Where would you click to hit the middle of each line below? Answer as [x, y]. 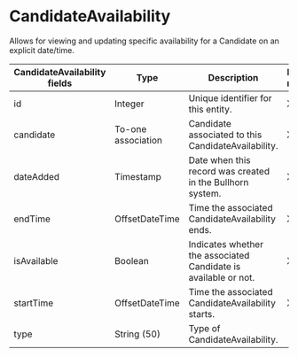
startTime [34, 303]
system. [205, 193]
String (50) [138, 334]
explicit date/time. [42, 50]
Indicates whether [226, 244]
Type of [204, 328]
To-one [131, 128]
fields [60, 83]
